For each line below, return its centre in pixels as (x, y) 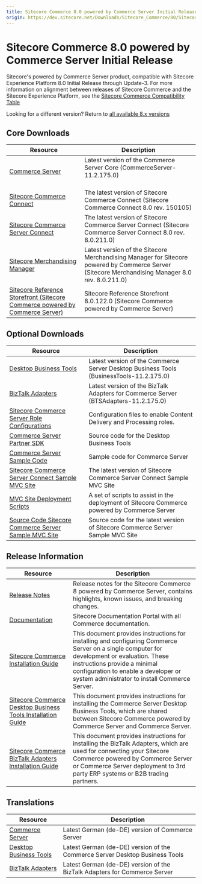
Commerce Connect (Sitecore (126, 200)
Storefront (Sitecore (37, 297)
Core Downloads (38, 133)
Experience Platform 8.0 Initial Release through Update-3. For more (89, 83)
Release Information (45, 556)
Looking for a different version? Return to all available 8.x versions (88, 114)
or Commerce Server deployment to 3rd (129, 766)
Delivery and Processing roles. (131, 422)
